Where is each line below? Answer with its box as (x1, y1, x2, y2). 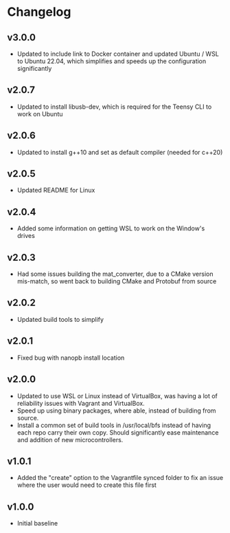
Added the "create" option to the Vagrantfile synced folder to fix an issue (16, 474, 224, 482)
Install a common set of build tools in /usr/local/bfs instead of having (16, 421, 211, 429)
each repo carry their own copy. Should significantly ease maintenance (16, 428, 219, 437)
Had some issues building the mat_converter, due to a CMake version (16, 270, 214, 279)
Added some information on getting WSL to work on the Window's (16, 224, 205, 232)
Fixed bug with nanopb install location (16, 353, 125, 362)
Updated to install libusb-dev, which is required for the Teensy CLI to (16, 102, 212, 111)
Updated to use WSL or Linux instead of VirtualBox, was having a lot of (16, 391, 218, 400)
